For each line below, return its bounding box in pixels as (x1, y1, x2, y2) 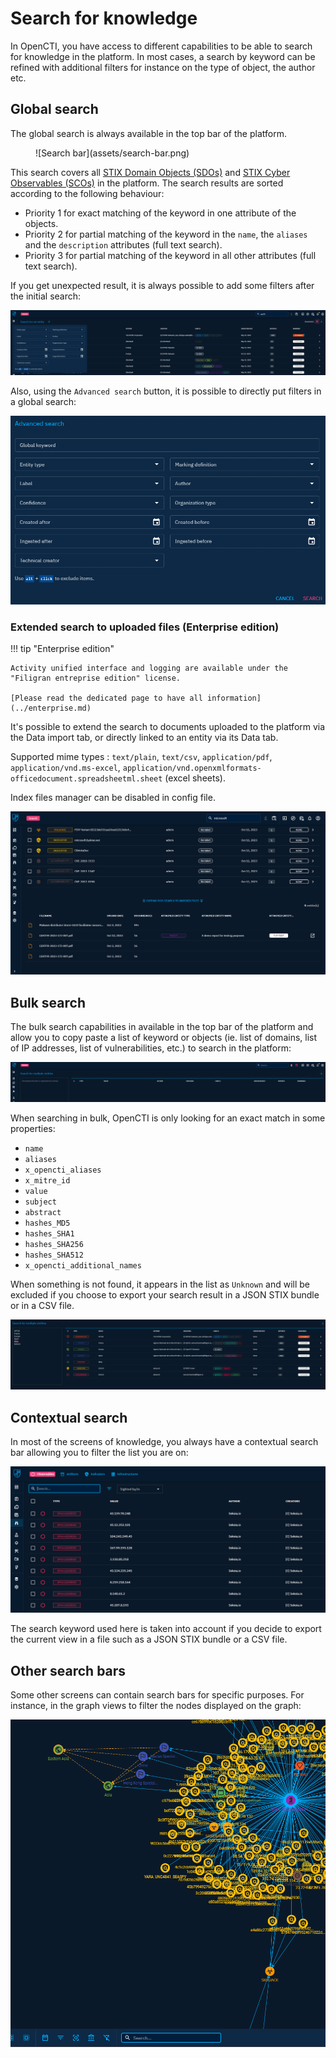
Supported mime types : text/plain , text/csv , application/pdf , (10, 750, 273, 762)
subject (24, 1197, 57, 1207)
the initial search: (10, 290, 82, 302)
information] (206, 693, 262, 703)
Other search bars (10, 1662, 127, 1679)
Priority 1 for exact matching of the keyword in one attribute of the (24, 207, 297, 219)
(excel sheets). (164, 772, 226, 784)
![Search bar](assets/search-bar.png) (35, 147, 190, 159)
